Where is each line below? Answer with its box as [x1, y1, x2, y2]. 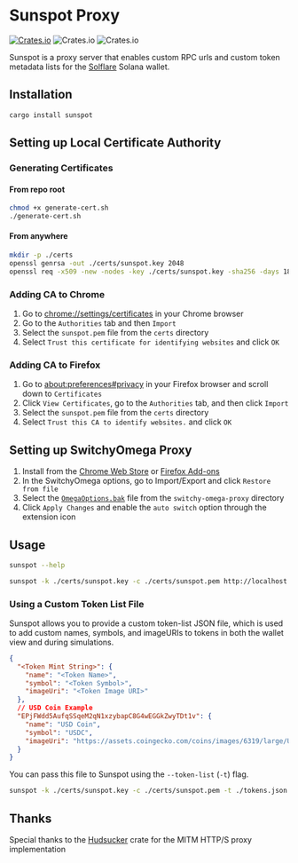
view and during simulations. [9, 637, 114, 647]
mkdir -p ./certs [9, 250, 74, 260]
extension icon [21, 511, 76, 522]
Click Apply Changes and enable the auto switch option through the [21, 503, 268, 513]
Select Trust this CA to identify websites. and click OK [21, 416, 232, 427]
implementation [9, 844, 67, 855]
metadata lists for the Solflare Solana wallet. [9, 61, 170, 72]
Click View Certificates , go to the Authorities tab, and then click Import [21, 398, 289, 408]
